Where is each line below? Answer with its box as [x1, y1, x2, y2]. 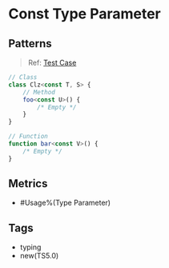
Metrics [8, 177, 48, 190]
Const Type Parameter [8, 5, 162, 23]
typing [19, 242, 42, 252]
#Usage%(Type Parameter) [19, 198, 111, 208]
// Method [22, 88, 56, 96]
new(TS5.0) [19, 251, 59, 261]
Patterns [8, 37, 52, 50]
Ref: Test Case [27, 58, 77, 67]
